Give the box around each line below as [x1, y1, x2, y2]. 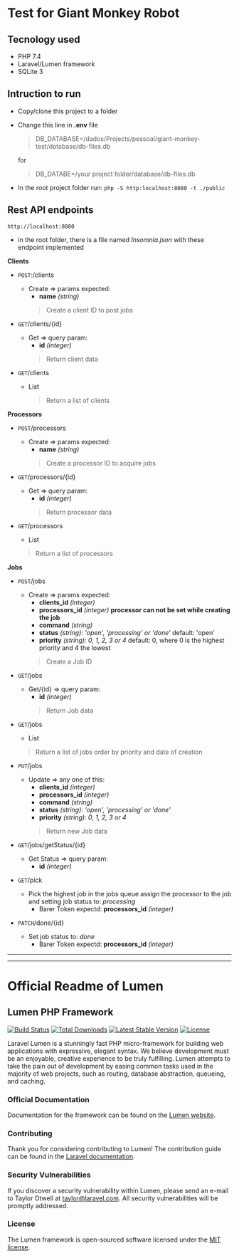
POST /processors [17, 424, 66, 432]
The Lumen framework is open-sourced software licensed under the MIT [7, 1235, 221, 1244]
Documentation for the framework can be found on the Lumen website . [7, 1111, 216, 1119]
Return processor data [46, 508, 112, 516]
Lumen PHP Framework [7, 1006, 114, 1019]
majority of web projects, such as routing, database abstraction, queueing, [7, 1069, 226, 1078]
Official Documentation [7, 1094, 90, 1104]
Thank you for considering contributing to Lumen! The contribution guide [7, 1145, 222, 1153]
